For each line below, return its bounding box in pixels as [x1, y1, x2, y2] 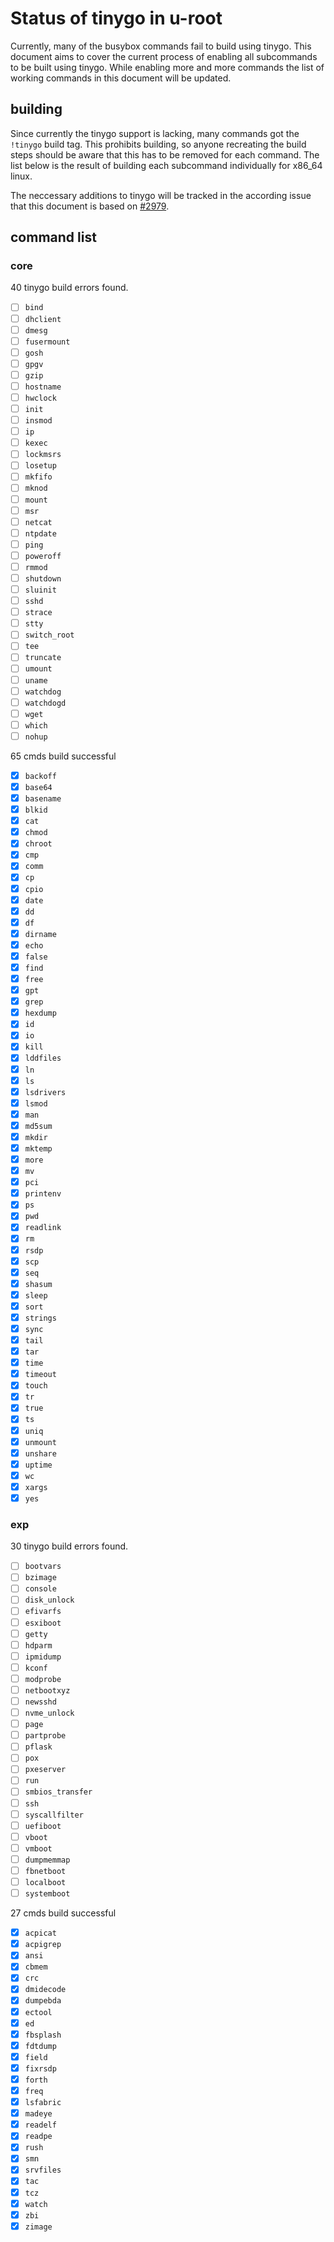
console [24, 1584, 57, 1594]
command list [10, 229, 97, 246]
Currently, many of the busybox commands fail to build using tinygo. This [10, 40, 312, 52]
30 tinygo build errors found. [10, 1540, 129, 1552]
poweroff [24, 551, 62, 561]
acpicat [24, 1928, 57, 1939]
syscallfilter [24, 1810, 84, 1820]
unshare [24, 1448, 57, 1459]
